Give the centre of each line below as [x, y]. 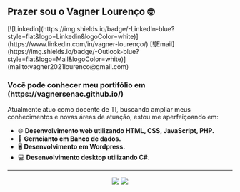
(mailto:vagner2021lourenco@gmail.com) [68, 66]
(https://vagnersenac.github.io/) [65, 94]
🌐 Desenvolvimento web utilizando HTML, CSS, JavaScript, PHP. [116, 131]
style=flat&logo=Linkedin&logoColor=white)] [73, 36]
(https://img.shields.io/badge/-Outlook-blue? [73, 51]
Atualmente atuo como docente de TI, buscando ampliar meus [99, 110]
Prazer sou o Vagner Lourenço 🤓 [81, 12]
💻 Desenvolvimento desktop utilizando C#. [84, 158]
